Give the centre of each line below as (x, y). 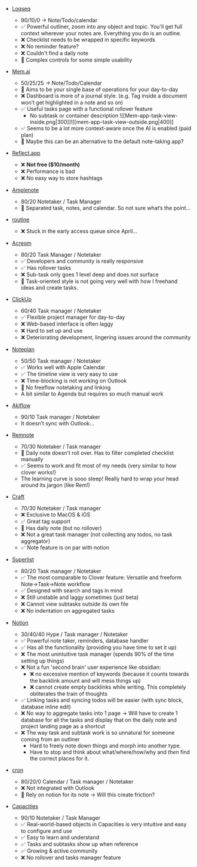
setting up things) (42, 661)
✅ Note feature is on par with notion (65, 547)
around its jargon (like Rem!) (56, 485)
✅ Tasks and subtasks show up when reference (79, 844)
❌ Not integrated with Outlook (57, 788)
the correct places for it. (59, 758)
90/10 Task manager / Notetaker (60, 417)
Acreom (21, 243)
